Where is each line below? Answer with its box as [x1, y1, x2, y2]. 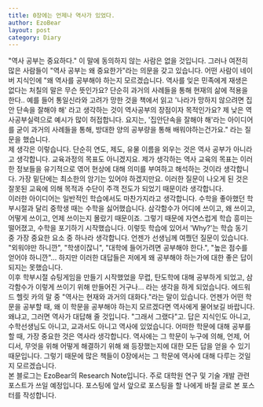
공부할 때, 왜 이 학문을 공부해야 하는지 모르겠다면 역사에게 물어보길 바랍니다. [22, 302, 255, 312]
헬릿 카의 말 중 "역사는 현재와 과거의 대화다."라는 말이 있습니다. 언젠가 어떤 [16, 292, 244, 302]
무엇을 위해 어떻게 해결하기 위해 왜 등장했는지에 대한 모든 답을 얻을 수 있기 [24, 342, 251, 351]
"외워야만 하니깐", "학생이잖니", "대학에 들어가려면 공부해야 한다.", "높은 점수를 [8, 243, 248, 253]
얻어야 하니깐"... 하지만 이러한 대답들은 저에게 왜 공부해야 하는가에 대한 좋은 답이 [8, 253, 254, 262]
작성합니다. [22, 390, 57, 400]
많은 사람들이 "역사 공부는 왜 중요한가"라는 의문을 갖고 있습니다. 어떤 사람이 [8, 66, 239, 76]
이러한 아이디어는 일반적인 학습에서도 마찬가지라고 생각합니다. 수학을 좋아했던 [8, 194, 246, 203]
